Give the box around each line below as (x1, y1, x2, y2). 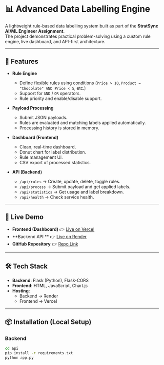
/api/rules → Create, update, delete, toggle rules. (19, 178, 121, 184)
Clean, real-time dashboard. (19, 144, 76, 149)
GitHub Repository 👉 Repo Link (12, 241, 79, 247)
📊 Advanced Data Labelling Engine (5, 3, 150, 15)
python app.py (5, 355, 34, 360)
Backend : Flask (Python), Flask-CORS (12, 277, 89, 284)
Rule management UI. (19, 154, 63, 160)
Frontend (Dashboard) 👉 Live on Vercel (12, 226, 95, 232)
